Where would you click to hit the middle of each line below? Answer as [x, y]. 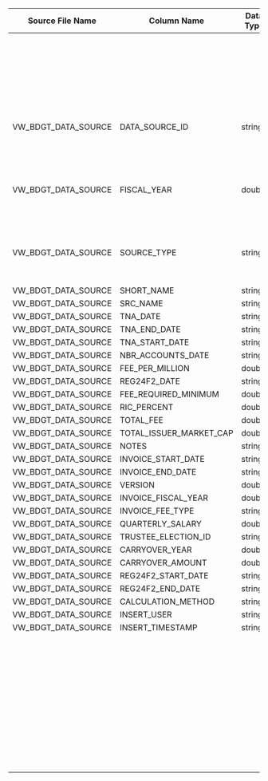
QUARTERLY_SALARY [160, 524]
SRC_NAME [141, 304]
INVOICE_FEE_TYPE [157, 511]
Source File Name [62, 21]
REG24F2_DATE [150, 381]
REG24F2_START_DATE [164, 576]
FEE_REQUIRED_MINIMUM [169, 394]
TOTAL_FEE [141, 420]
